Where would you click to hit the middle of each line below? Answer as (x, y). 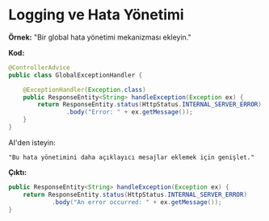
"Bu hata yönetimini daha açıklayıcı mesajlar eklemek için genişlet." (131, 157)
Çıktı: (17, 172)
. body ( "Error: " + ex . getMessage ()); (130, 112)
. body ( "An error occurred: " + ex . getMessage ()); (137, 202)
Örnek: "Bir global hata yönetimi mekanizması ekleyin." (100, 37)
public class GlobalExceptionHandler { (76, 75)
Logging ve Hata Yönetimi (96, 15)
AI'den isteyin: (32, 142)
